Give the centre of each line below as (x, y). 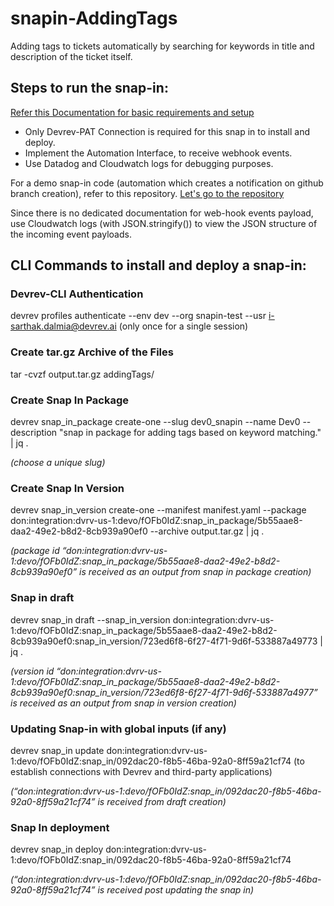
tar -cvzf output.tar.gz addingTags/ (82, 374)
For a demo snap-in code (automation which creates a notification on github (167, 183)
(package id (35, 551)
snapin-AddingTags (94, 18)
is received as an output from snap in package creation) (195, 572)
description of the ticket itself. (71, 56)
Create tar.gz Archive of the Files (92, 352)
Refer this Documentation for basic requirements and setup (132, 112)
